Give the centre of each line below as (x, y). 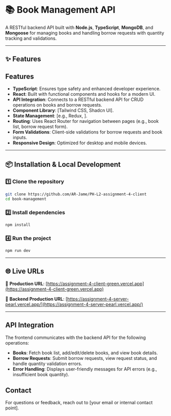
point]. (12, 408)
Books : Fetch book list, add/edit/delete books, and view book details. (85, 353)
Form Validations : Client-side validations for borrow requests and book (88, 132)
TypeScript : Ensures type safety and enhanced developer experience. (87, 89)
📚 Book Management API (60, 10)
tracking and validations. (31, 38)
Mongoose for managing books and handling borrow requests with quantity (85, 33)
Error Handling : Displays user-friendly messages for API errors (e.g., (85, 369)
